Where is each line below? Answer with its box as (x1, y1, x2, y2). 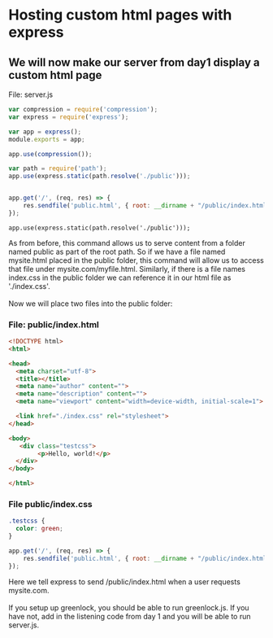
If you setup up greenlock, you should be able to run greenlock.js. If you (8, 602, 249, 612)
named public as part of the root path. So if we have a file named (8, 247, 226, 256)
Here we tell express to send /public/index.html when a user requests (8, 576, 241, 587)
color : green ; (15, 525, 63, 533)
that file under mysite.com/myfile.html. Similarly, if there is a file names (8, 264, 246, 273)
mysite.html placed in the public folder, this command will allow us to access (8, 255, 264, 265)
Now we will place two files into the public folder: (8, 299, 173, 308)
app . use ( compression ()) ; (8, 150, 93, 158)
